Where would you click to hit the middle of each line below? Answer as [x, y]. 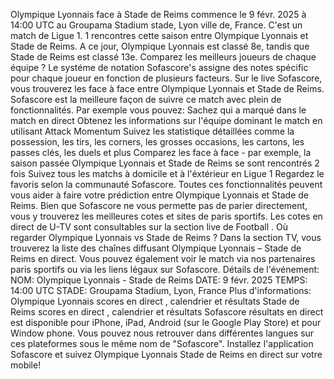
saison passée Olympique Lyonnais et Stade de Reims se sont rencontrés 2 [165, 163]
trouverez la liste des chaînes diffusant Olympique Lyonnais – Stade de [156, 248]
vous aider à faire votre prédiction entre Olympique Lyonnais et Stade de [159, 195]
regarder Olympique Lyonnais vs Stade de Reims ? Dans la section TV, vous [166, 237]
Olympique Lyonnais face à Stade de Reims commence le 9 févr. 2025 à [158, 14]
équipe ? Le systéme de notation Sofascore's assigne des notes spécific [159, 67]
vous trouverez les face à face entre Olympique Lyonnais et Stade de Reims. [167, 88]
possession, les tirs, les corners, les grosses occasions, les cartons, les [157, 142]
